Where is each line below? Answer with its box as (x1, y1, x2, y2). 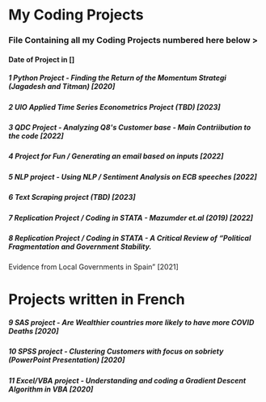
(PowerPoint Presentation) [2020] (8, 355, 125, 365)
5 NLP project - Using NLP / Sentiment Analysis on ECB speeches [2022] (8, 171, 257, 181)
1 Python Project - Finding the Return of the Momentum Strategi (8, 73, 226, 83)
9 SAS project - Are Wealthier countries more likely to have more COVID (8, 318, 255, 328)
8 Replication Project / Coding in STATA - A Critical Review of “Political (8, 233, 251, 243)
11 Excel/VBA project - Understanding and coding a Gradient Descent (8, 375, 247, 385)
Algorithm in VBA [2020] (8, 384, 94, 394)
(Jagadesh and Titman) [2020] (8, 82, 116, 91)
